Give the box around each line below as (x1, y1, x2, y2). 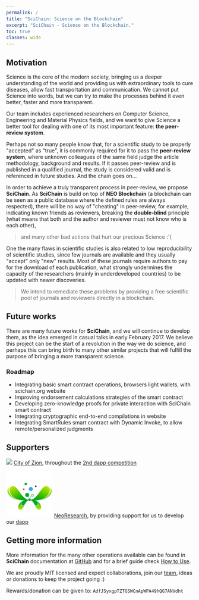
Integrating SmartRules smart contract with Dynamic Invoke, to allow (14, 419, 183, 426)
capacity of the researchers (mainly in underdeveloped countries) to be (6, 270, 181, 277)
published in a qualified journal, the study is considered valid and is (6, 165, 171, 173)
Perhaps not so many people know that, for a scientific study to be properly (6, 140, 191, 148)
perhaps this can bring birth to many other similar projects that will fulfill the (6, 346, 192, 354)
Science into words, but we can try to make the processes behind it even (6, 92, 185, 99)
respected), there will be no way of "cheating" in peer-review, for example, (6, 202, 189, 210)
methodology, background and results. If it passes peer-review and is (6, 160, 176, 167)
